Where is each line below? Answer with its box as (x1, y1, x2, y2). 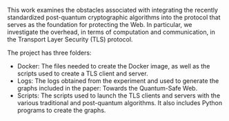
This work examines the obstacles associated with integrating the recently (7, 6, 219, 14)
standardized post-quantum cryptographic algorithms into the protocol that (7, 13, 221, 21)
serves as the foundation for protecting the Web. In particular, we (7, 21, 192, 28)
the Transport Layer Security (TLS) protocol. (7, 35, 133, 44)
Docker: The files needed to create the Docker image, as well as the (17, 62, 210, 70)
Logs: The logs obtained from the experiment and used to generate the (17, 77, 219, 85)
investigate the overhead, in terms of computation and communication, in (7, 28, 216, 36)
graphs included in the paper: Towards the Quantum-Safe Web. (17, 84, 198, 92)
